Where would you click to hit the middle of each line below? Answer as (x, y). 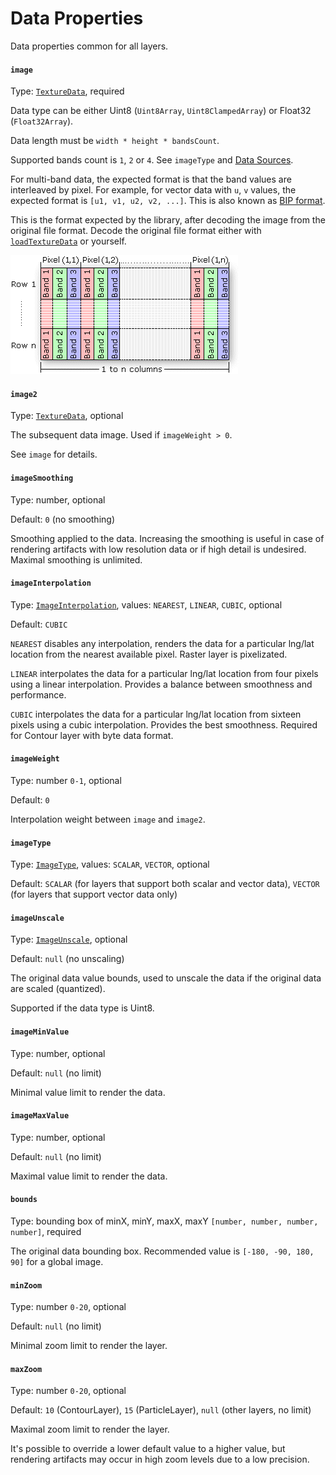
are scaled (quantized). (58, 989)
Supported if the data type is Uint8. (82, 1008)
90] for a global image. (57, 1261)
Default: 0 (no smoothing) (62, 519)
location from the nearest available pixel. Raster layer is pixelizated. (149, 654)
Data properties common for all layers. (89, 46)
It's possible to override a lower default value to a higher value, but (148, 1449)
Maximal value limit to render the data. (89, 1176)
